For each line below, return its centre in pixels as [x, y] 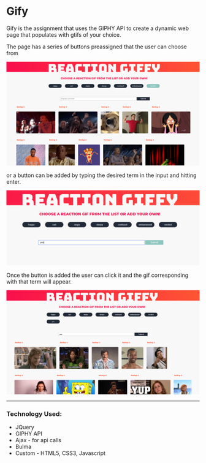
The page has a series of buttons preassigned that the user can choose [97, 47]
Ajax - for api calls [38, 440]
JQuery [25, 427]
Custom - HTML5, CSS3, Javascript [60, 453]
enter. [14, 181]
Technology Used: [34, 413]
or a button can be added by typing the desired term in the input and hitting [101, 175]
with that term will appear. [39, 281]
